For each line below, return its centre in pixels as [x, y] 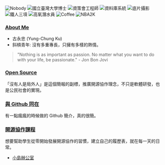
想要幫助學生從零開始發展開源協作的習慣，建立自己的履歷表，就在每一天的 [80, 141]
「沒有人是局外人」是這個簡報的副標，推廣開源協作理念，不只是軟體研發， [80, 84]
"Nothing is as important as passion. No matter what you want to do [86, 55]
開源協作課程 [20, 129]
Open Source [21, 73]
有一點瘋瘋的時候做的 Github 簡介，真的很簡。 [52, 115]
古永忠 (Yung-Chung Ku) [37, 39]
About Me [17, 27]
